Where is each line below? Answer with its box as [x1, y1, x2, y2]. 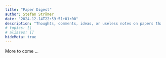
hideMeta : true [5, 35, 37, 40]
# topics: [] [5, 26, 32, 30]
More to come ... [5, 48, 39, 54]
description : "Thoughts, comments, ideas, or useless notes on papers [5, 21, 154, 26]
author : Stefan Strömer [5, 12, 54, 17]
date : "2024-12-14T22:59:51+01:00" [5, 16, 79, 21]
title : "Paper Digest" [5, 7, 52, 12]
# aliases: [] [5, 30, 35, 35]
